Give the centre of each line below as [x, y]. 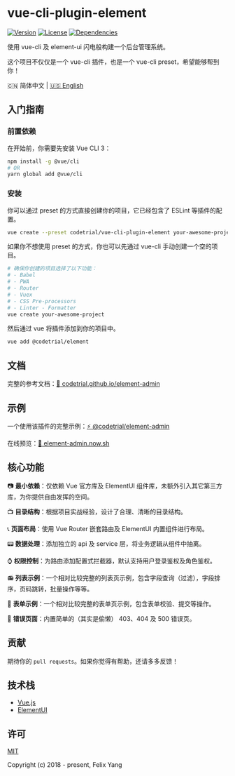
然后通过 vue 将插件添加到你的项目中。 [64, 328]
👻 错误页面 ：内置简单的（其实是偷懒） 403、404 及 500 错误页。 [101, 618]
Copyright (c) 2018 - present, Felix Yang [65, 765]
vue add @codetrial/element [48, 342]
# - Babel [22, 275]
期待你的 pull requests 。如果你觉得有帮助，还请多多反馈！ [93, 661]
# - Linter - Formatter [42, 308]
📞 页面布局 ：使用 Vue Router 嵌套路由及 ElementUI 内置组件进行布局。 [108, 528]
